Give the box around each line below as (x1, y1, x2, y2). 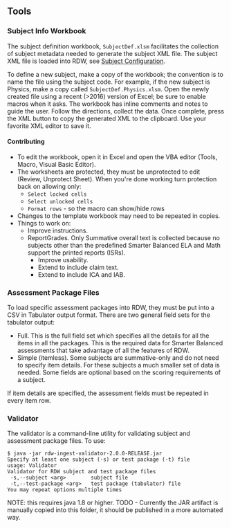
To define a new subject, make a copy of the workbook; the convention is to (7, 70, 223, 78)
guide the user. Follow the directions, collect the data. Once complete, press (7, 107, 225, 115)
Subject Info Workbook (7, 26, 86, 36)
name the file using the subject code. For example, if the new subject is (7, 78, 210, 86)
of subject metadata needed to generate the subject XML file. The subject (7, 49, 218, 57)
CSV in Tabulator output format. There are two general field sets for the (7, 311, 211, 319)
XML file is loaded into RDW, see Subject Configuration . (7, 57, 166, 65)
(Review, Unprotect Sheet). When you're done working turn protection (17, 174, 217, 183)
